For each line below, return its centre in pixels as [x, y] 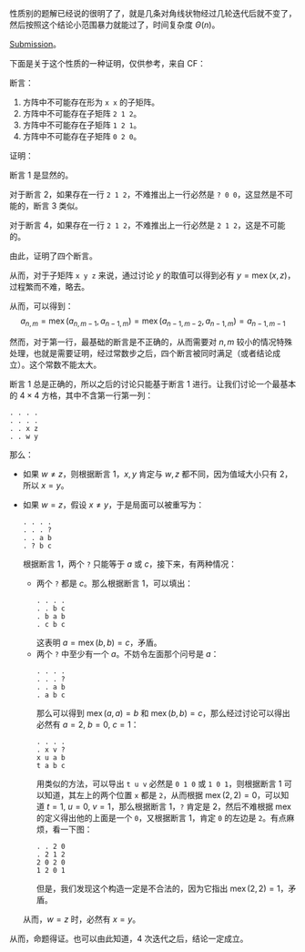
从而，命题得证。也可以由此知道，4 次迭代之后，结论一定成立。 [129, 938]
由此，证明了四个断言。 [53, 256]
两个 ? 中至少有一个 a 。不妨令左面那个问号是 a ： [127, 653]
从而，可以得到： [41, 306]
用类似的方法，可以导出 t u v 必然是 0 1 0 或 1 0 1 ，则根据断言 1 [159, 783]
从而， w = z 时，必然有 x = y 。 [81, 919]
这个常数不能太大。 [65, 364]
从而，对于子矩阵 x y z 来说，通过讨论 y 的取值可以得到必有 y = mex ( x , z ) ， [152, 275]
